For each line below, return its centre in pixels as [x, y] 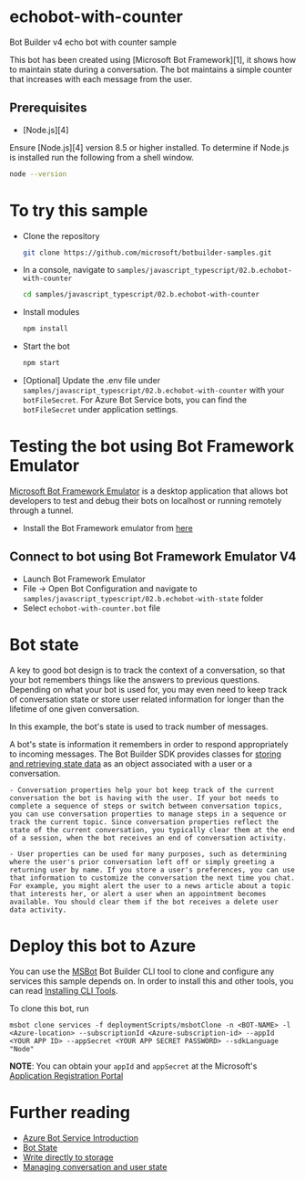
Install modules [51, 312]
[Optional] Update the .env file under [91, 381]
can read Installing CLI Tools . [64, 990]
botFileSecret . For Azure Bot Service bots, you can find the [135, 400]
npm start [41, 363]
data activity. [38, 910]
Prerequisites [48, 108]
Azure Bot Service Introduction [81, 1137]
